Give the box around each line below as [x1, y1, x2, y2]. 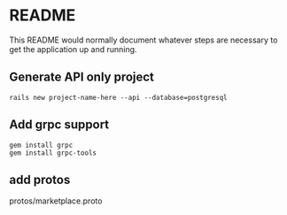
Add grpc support [9, 117, 110, 133]
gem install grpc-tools [9, 148, 97, 157]
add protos [9, 172, 71, 187]
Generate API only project [9, 70, 155, 85]
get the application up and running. [9, 43, 137, 54]
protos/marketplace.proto [9, 196, 103, 206]
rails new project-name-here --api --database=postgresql [9, 93, 228, 102]
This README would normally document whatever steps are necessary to [9, 35, 278, 45]
